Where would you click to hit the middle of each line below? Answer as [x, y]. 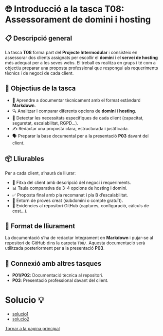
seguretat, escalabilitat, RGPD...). [45, 123]
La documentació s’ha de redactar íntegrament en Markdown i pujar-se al [79, 238]
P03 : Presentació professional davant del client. [60, 280]
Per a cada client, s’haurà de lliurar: [41, 173]
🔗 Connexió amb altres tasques [53, 264]
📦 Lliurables [25, 159]
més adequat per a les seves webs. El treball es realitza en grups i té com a [80, 63]
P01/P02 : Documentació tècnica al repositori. [58, 275]
